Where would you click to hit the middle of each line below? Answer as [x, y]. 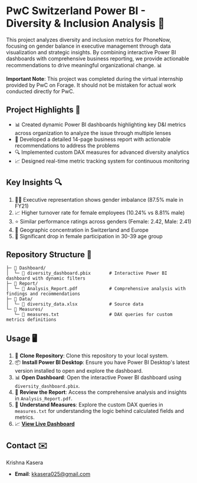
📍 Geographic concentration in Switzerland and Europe [81, 230]
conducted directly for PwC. [40, 91]
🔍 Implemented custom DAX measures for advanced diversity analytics [102, 152]
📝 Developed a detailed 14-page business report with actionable [93, 139]
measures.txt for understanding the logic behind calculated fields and [99, 411]
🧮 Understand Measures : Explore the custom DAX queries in [89, 405]
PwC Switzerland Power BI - [76, 11]
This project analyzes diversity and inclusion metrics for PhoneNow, [88, 40]
